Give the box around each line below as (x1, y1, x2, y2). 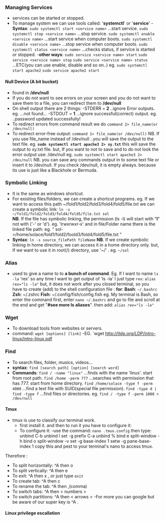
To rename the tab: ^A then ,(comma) (12, 483, 87, 489)
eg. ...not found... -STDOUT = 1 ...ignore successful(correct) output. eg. (12, 110, 157, 117)
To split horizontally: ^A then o (12, 462, 73, 468)
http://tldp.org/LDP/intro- (105, 331, 156, 337)
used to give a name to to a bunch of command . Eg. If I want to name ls (12, 271, 159, 276)
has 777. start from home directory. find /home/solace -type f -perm (12, 380, 153, 386)
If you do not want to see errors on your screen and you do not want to (12, 95, 156, 101)
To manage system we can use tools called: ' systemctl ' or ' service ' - (12, 20, 154, 26)
